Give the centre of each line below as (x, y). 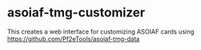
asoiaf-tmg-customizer (76, 13)
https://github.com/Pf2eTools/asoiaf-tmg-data (74, 38)
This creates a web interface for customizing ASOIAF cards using (101, 32)
